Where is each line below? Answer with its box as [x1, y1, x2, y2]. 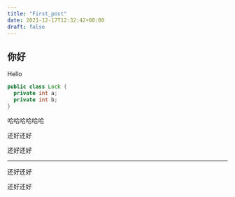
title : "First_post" [7, 10, 68, 17]
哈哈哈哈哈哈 [7, 116, 44, 124]
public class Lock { [7, 83, 68, 91]
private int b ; [13, 96, 58, 103]
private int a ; [13, 90, 58, 97]
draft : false [7, 23, 45, 30]
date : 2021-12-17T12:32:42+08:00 [7, 17, 105, 24]
